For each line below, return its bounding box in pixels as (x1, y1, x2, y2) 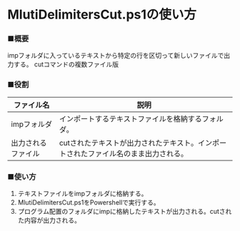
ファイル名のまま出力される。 (87, 148, 188, 158)
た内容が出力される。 (17, 216, 81, 225)
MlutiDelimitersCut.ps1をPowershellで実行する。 (17, 198, 161, 207)
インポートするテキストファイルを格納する (59, 113, 202, 123)
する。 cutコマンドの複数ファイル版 (13, 60, 119, 68)
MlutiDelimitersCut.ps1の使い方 (7, 6, 197, 23)
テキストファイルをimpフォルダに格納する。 (17, 190, 148, 198)
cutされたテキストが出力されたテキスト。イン (59, 138, 213, 148)
